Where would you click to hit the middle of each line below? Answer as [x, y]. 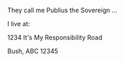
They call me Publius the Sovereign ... [62, 10]
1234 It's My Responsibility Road [55, 37]
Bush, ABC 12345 [33, 51]
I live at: [19, 24]
